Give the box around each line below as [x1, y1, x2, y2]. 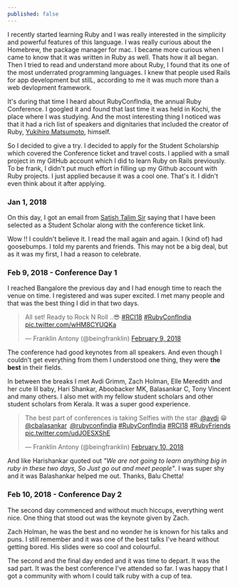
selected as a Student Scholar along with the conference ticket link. [7, 221, 205, 229]
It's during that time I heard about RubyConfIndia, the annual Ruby [7, 97, 202, 106]
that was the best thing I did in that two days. [7, 299, 140, 308]
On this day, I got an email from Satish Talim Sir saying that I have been [7, 213, 216, 221]
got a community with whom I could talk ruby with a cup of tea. [7, 571, 192, 580]
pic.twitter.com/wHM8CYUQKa [24, 321, 117, 329]
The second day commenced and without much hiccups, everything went [7, 506, 224, 514]
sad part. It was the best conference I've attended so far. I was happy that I [7, 563, 228, 572]
